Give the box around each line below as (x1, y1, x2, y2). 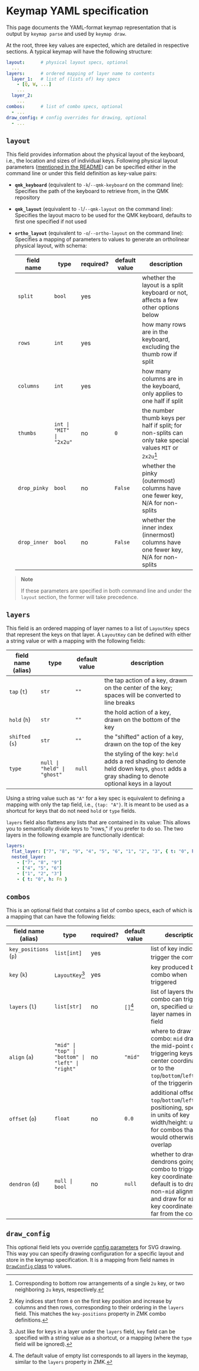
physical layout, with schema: (14, 242, 87, 249)
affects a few (142, 296, 178, 304)
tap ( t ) (9, 688, 28, 696)
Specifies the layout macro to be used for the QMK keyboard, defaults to (14, 212, 192, 219)
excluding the (142, 343, 180, 351)
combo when (150, 970, 188, 979)
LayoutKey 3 (54, 970, 85, 979)
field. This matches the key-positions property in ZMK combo (14, 1310, 166, 1318)
